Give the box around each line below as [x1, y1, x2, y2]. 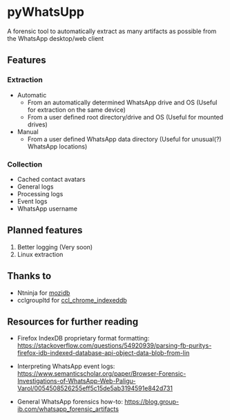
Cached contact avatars [17, 175, 86, 183]
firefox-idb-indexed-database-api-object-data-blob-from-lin [17, 349, 190, 357]
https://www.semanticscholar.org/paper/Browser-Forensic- [17, 370, 186, 378]
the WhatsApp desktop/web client [7, 34, 104, 42]
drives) [27, 120, 48, 128]
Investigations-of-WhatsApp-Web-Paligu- [17, 377, 136, 385]
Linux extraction [17, 250, 64, 258]
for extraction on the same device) [27, 105, 126, 114]
